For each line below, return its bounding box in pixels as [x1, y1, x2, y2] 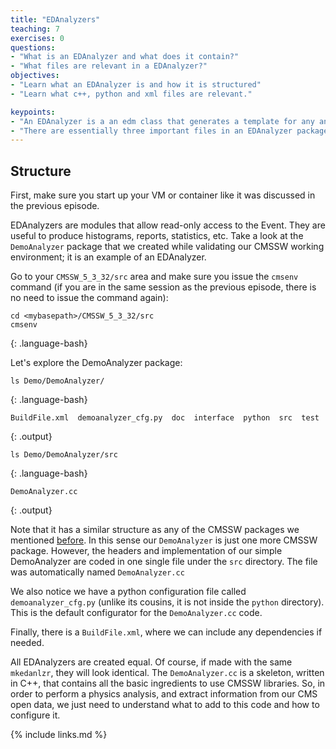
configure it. [10, 709, 61, 721]
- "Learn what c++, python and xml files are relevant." [10, 89, 253, 99]
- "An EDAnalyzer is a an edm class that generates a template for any [10, 116, 315, 126]
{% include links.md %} [10, 729, 108, 741]
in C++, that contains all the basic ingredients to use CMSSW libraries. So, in [10, 677, 326, 690]
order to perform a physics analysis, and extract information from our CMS [10, 688, 318, 700]
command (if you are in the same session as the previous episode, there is [10, 281, 317, 293]
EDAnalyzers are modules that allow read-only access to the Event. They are [10, 219, 326, 231]
